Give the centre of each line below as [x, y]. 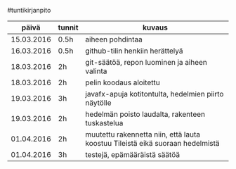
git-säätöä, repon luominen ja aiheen [146, 62]
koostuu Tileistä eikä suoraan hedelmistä [152, 143]
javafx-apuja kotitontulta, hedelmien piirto [155, 94]
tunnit [68, 27]
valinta [96, 71]
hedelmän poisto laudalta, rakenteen [145, 114]
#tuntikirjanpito [29, 10]
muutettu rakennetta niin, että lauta [143, 134]
